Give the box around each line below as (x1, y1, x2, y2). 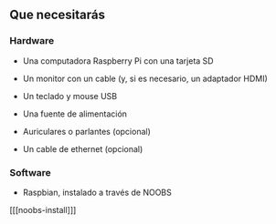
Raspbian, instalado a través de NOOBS (22, 187, 172, 198)
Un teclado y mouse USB (22, 90, 117, 101)
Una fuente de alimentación (22, 108, 128, 119)
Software (9, 166, 52, 178)
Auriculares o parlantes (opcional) (22, 126, 151, 137)
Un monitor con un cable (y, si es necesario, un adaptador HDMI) (22, 73, 268, 84)
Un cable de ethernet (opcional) (22, 143, 143, 154)
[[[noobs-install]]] (9, 204, 77, 215)
